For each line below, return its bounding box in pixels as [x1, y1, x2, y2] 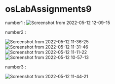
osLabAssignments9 [5, 3, 92, 15]
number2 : [5, 29, 26, 35]
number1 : [5, 20, 26, 26]
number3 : [5, 64, 26, 70]
